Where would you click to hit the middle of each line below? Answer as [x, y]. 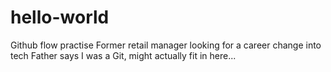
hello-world [60, 17]
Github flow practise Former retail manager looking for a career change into [166, 45]
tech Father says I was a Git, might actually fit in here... [123, 55]
